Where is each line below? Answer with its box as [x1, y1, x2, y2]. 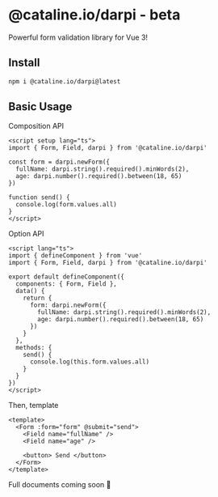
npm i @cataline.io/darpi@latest [8, 77, 121, 86]
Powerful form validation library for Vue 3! [8, 32, 148, 42]
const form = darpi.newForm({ [8, 158, 111, 167]
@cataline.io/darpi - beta [8, 6, 181, 24]
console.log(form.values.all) [15, 201, 117, 209]
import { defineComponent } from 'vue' [8, 252, 143, 260]
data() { [15, 287, 45, 295]
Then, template [8, 401, 59, 410]
